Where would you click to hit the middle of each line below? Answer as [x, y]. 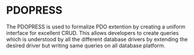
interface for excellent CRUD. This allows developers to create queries [93, 33]
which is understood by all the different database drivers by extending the [97, 39]
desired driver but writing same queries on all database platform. [86, 46]
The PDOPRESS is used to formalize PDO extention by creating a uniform [96, 27]
